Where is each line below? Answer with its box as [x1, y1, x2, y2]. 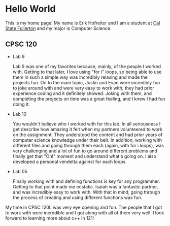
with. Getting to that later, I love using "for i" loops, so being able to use [12, 69, 162, 75]
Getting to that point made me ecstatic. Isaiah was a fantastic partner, [12, 183, 158, 189]
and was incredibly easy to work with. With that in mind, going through [12, 189, 161, 195]
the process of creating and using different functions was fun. [12, 194, 143, 201]
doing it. [12, 101, 30, 107]
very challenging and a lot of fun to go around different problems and [12, 148, 157, 154]
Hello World [5, 3, 56, 15]
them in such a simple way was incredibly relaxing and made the [12, 74, 148, 80]
